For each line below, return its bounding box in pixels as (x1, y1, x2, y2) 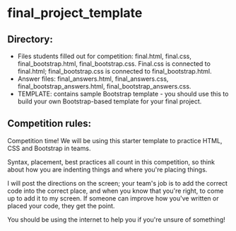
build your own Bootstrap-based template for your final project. (17, 97, 202, 106)
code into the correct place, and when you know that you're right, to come (7, 186, 224, 195)
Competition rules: (7, 118, 92, 130)
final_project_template (7, 5, 143, 21)
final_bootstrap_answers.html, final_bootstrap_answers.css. (17, 82, 191, 90)
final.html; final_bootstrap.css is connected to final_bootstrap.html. (17, 67, 212, 75)
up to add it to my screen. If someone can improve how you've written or (7, 193, 219, 203)
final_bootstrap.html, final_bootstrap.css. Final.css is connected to (17, 60, 211, 68)
